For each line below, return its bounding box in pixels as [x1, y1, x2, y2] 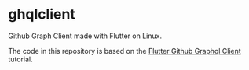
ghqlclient [8, 5, 76, 23]
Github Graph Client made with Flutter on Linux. [8, 31, 163, 40]
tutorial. [8, 54, 33, 64]
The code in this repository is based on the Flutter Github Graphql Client [8, 46, 241, 55]
